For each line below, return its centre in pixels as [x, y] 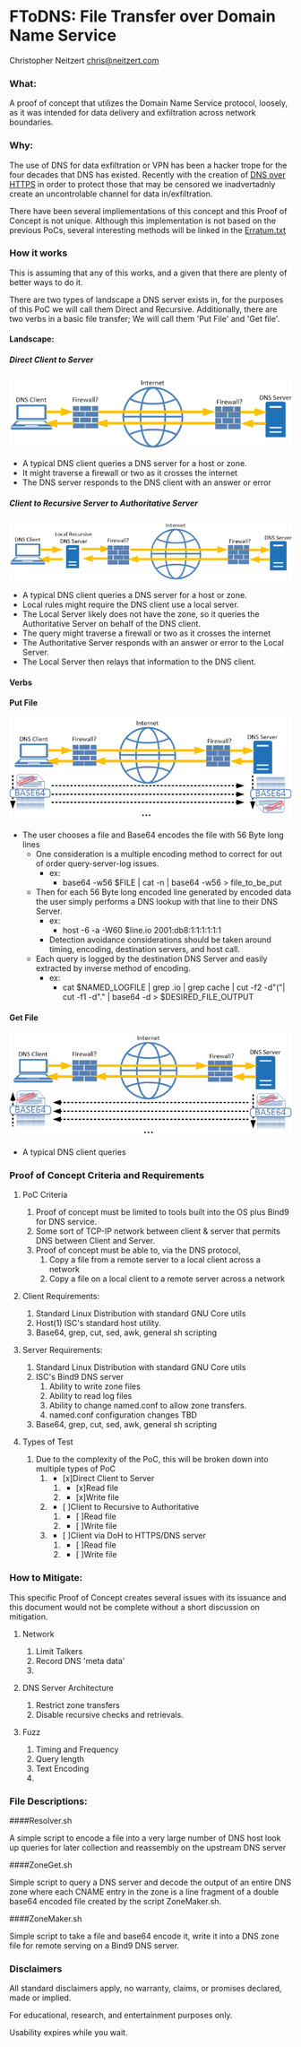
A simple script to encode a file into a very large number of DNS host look [145, 1838]
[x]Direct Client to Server [108, 1479]
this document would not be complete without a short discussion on [134, 1607]
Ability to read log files [90, 1396]
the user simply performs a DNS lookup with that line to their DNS [157, 902]
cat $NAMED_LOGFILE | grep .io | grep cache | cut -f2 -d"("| [174, 987]
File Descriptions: [48, 1801]
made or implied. [40, 1998]
